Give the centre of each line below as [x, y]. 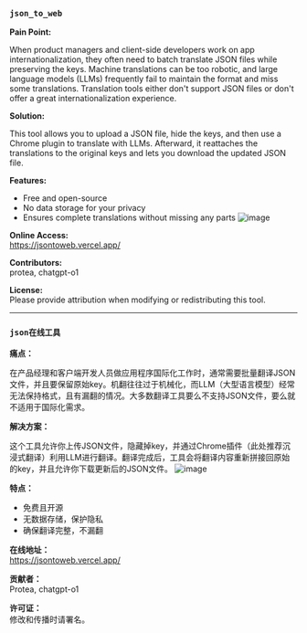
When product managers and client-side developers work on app [132, 50]
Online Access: [39, 236]
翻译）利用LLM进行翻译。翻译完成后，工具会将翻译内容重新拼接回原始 [158, 457]
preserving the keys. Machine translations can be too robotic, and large [144, 69]
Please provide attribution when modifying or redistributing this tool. [138, 300]
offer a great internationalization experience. [93, 99]
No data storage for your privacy [84, 208]
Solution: [27, 116]
